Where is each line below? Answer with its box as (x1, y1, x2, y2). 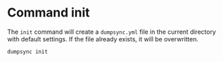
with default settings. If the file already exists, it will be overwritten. (7, 34, 199, 43)
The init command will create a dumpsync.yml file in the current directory (7, 28, 217, 36)
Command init (7, 5, 90, 21)
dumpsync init (7, 48, 49, 55)
